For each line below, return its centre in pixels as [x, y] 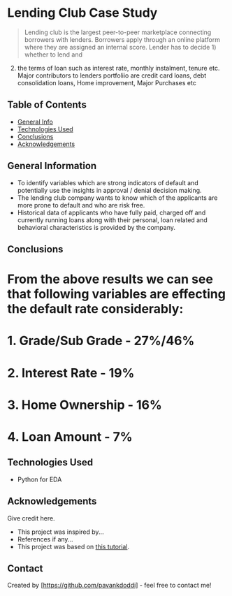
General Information [52, 166]
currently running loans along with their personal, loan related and [112, 220]
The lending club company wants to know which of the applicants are [117, 198]
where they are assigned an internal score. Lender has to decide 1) [120, 47]
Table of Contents [47, 105]
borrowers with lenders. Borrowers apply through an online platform [122, 39]
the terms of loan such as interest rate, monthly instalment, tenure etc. [118, 68]
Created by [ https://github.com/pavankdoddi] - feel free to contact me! [109, 586]
